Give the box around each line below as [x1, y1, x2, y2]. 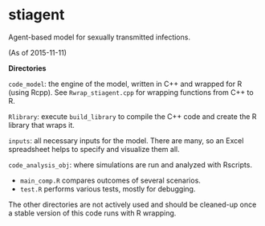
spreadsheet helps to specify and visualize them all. [8, 144, 180, 154]
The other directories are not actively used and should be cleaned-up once [8, 199, 257, 209]
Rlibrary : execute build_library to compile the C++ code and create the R [8, 111, 257, 121]
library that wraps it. [8, 120, 75, 129]
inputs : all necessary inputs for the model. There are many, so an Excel [8, 135, 244, 146]
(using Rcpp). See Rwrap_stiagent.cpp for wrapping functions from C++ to [8, 87, 255, 97]
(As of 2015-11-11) [8, 47, 67, 57]
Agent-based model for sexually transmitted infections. [8, 32, 191, 42]
